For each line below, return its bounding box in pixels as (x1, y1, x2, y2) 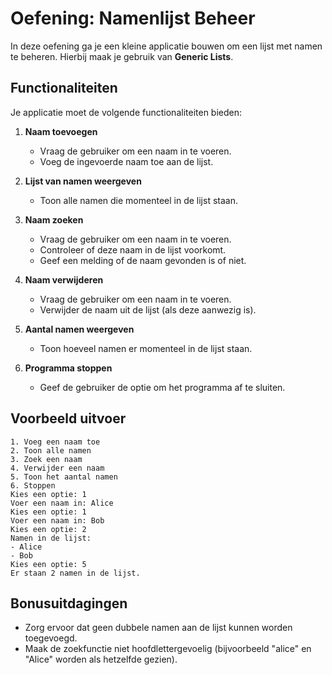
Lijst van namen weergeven (24, 175, 142, 187)
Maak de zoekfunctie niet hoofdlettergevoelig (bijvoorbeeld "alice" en (24, 643, 312, 655)
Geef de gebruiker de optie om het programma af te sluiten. (39, 381, 286, 393)
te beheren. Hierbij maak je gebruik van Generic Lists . (10, 50, 234, 62)
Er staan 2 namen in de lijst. (10, 568, 141, 578)
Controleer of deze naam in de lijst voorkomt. (39, 243, 227, 256)
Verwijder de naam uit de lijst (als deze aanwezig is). (39, 303, 257, 316)
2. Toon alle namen (10, 445, 92, 456)
